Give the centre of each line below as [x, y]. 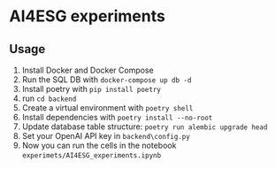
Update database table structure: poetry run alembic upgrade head [145, 127]
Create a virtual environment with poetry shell [107, 108]
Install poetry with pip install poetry [91, 89]
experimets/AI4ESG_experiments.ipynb [92, 156]
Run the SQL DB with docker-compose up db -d [107, 80]
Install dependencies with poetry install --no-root [117, 117]
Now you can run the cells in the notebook [99, 145]
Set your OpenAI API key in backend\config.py [106, 136]
